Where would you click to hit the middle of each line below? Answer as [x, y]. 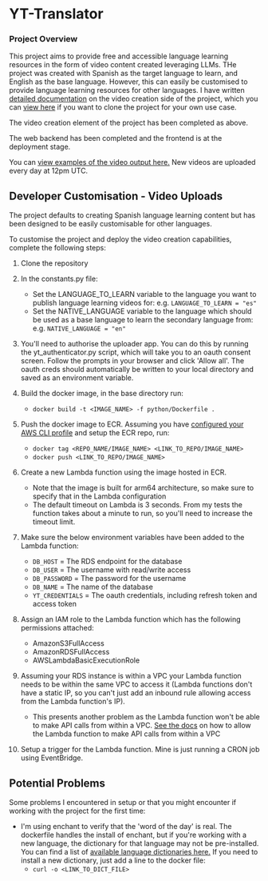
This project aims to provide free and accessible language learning [119, 56]
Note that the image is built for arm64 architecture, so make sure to [143, 488]
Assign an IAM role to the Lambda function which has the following [130, 619]
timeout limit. [54, 522]
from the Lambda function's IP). [73, 702]
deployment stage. [40, 147]
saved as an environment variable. [77, 378]
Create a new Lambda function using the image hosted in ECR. [123, 472]
